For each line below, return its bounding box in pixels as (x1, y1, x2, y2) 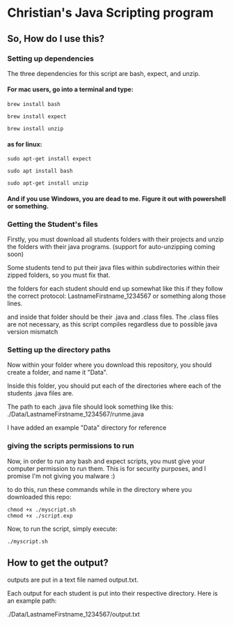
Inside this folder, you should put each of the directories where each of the (7, 382, 221, 390)
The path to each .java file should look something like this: (7, 402, 174, 411)
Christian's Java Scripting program (7, 5, 214, 21)
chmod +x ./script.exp (7, 512, 73, 519)
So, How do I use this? (7, 33, 105, 45)
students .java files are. (7, 389, 74, 398)
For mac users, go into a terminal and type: (7, 85, 134, 93)
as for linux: (7, 140, 42, 148)
